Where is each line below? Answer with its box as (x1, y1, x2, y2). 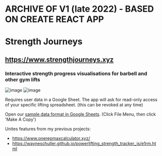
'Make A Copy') (5, 117, 36, 122)
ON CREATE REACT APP (5, 14, 104, 25)
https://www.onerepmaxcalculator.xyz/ (12, 136, 90, 141)
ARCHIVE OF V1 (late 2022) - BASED (5, 3, 154, 15)
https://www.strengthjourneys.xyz (5, 55, 114, 64)
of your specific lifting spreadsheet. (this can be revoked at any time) (5, 102, 144, 108)
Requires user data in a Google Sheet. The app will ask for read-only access (5, 97, 158, 103)
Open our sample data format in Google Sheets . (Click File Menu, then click (5, 111, 156, 117)
